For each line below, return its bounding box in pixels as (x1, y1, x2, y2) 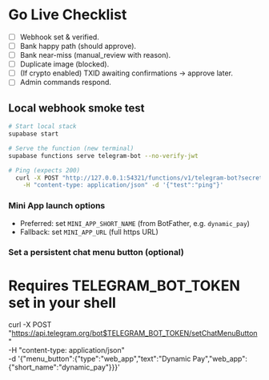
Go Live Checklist (8, 6, 127, 24)
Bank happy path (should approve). (19, 42, 137, 51)
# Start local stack (8, 123, 78, 131)
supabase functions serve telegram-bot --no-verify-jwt (8, 152, 199, 160)
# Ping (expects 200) (8, 166, 81, 174)
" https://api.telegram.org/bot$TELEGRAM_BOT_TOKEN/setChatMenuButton (8, 329, 258, 338)
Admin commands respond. (19, 78, 112, 87)
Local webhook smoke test (8, 101, 145, 115)
